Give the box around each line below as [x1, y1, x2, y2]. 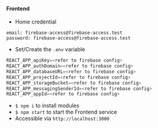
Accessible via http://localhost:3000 [14, 115, 110, 122]
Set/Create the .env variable [14, 46, 86, 53]
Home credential [14, 18, 57, 25]
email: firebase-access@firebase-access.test [6, 30, 122, 36]
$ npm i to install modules [14, 102, 80, 109]
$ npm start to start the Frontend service [14, 109, 118, 116]
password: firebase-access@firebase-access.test [6, 35, 131, 42]
